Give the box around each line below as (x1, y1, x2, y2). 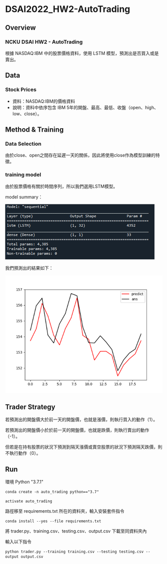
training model (5, 171, 41, 178)
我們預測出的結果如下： (5, 265, 53, 271)
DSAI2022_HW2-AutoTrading (5, 3, 131, 15)
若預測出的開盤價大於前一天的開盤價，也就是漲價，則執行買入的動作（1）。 (5, 416, 158, 422)
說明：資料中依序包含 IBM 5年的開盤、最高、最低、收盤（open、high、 (12, 104, 159, 110)
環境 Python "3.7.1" (5, 479, 44, 485)
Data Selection (5, 140, 41, 147)
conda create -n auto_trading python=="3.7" (5, 490, 99, 495)
